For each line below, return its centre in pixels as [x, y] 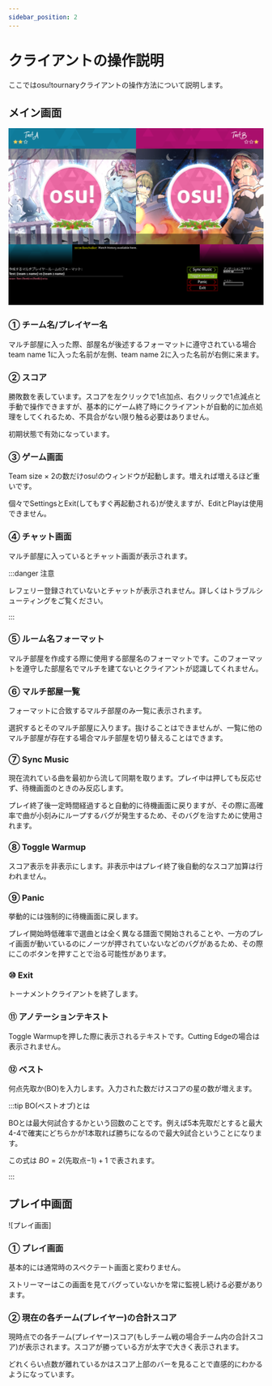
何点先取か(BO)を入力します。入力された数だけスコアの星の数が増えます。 [132, 1088]
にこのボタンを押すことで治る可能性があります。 [89, 954]
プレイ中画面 [40, 1204]
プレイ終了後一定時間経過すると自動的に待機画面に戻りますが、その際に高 [132, 806]
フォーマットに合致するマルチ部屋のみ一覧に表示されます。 [107, 711]
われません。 [30, 876]
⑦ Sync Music [39, 759]
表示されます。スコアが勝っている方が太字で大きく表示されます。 [134, 1347]
